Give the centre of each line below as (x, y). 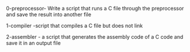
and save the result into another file (49, 14)
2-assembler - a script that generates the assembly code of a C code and (95, 37)
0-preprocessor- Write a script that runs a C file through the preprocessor (95, 8)
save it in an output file (34, 43)
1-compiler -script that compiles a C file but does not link (75, 26)
